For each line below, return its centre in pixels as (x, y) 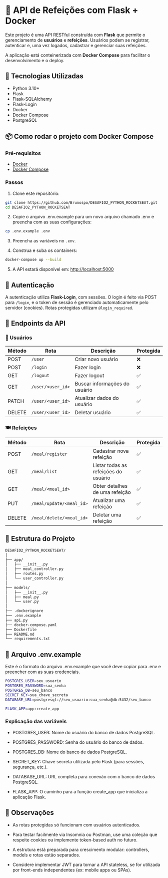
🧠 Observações (29, 813)
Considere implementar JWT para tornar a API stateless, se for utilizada (86, 864)
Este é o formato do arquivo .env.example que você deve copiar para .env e (83, 667)
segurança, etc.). (30, 767)
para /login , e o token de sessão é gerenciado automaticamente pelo (77, 303)
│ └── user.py (22, 602)
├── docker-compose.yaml (31, 625)
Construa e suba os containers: (45, 250)
